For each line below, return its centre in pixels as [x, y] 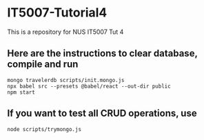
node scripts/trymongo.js [44, 129]
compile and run [43, 64]
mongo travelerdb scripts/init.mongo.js [66, 80]
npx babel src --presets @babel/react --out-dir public [89, 86]
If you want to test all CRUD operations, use [102, 113]
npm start [21, 92]
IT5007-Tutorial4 [57, 13]
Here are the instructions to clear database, [102, 53]
